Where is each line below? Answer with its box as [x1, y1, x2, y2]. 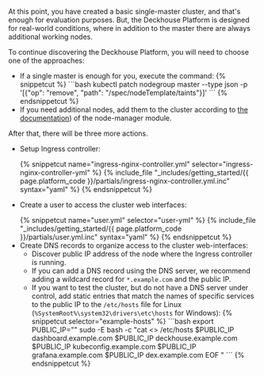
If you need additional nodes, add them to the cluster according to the [19, 105, 248, 114]
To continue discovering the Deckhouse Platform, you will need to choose [8, 48, 250, 56]
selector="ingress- [191, 159, 254, 169]
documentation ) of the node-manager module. [19, 113, 172, 122]
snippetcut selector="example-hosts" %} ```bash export [31, 317, 214, 326]
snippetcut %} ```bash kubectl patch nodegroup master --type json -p [19, 79, 248, 89]
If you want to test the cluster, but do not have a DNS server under [31, 283, 249, 292]
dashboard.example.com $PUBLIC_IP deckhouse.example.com [31, 333, 238, 343]
